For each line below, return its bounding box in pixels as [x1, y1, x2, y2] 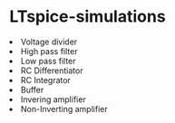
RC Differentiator [21, 65, 83, 76]
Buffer [21, 84, 44, 95]
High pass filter [21, 45, 78, 56]
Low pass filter [21, 55, 76, 66]
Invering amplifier [21, 93, 86, 105]
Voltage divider [21, 36, 78, 47]
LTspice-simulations [9, 6, 166, 27]
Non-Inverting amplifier [21, 103, 108, 114]
